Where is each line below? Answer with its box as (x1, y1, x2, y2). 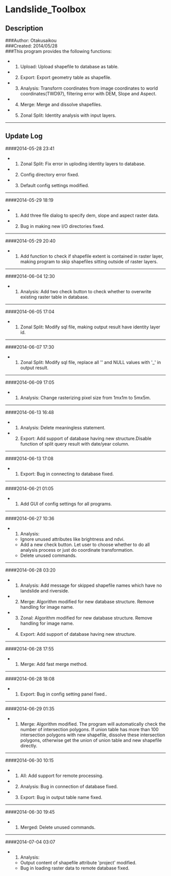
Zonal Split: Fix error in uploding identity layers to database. (20, 161, 146, 167)
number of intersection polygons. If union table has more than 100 (20, 726, 159, 732)
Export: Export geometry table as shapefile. (20, 74, 112, 80)
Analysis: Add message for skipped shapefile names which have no (20, 582, 162, 588)
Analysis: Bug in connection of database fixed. (20, 783, 118, 789)
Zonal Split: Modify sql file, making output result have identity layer (20, 324, 160, 330)
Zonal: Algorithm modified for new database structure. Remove (20, 614, 153, 621)
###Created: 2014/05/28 (5, 43, 58, 49)
